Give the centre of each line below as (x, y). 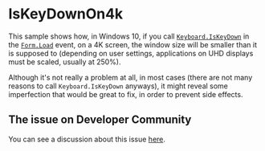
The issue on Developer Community (100, 120)
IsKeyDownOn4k (66, 14)
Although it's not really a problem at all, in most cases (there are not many (130, 77)
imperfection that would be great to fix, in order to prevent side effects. (126, 94)
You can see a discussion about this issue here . (87, 139)
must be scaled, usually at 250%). (65, 62)
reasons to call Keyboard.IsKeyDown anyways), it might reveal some (118, 86)
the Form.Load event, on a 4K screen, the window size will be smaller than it (132, 44)
